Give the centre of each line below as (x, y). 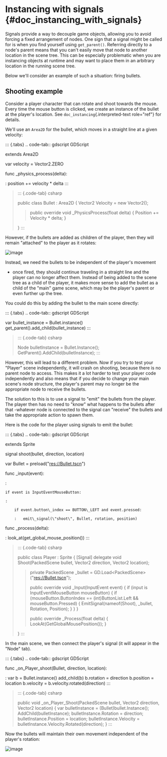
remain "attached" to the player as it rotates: (51, 243)
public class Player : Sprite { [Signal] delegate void (69, 557)
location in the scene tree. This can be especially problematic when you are (83, 55)
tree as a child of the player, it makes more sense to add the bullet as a (85, 282)
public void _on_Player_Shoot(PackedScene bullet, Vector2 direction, (88, 703)
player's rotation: (22, 739)
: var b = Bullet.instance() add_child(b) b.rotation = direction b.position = (79, 678)
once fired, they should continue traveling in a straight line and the (80, 272)
